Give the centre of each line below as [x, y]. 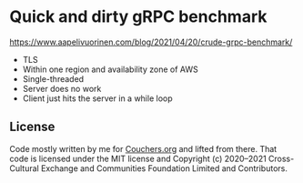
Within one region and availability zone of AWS [110, 69]
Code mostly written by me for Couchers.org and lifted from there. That [143, 148]
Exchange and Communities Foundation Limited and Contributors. [164, 168]
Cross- [281, 158]
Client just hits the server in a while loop [97, 98]
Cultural [24, 168]
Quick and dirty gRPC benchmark [138, 17]
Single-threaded [53, 78]
